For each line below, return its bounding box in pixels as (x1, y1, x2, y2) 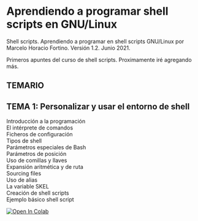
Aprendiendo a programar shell (6, 4, 169, 18)
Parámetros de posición (6, 150, 67, 158)
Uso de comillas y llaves (6, 157, 67, 164)
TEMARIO (6, 80, 44, 91)
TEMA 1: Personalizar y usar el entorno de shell (6, 101, 190, 112)
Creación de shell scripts (6, 189, 69, 197)
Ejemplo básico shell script (6, 196, 75, 203)
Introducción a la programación (6, 118, 86, 125)
